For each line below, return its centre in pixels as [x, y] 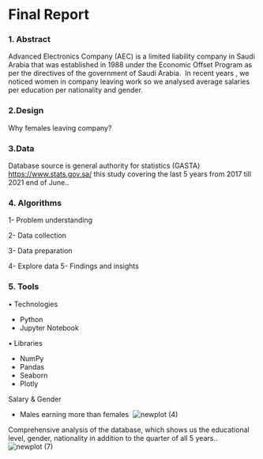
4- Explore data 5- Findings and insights [74, 266]
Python [31, 319]
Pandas [32, 366]
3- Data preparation [40, 251]
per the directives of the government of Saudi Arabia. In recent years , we [129, 74]
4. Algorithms [35, 203]
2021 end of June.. [39, 183]
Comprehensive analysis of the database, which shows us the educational [129, 430]
